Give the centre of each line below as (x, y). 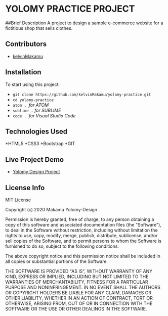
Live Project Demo (35, 160)
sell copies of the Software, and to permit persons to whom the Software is (83, 241)
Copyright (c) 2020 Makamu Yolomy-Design (51, 210)
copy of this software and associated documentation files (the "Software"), (83, 225)
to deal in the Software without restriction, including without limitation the (81, 230)
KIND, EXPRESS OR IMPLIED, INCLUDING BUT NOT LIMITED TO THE (77, 277)
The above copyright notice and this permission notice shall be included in (83, 256)
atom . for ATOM (31, 105)
